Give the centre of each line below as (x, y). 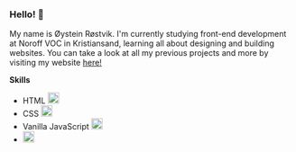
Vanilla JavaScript (56, 127)
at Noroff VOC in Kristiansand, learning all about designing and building (142, 43)
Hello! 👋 (27, 14)
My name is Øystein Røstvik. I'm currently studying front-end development (148, 34)
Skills (20, 80)
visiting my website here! (55, 63)
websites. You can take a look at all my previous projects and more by (139, 53)
